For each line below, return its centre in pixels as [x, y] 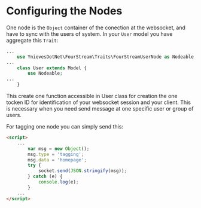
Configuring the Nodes [64, 11]
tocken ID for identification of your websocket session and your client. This [99, 102]
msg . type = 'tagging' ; [56, 154]
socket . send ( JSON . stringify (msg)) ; [83, 171]
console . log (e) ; [58, 182]
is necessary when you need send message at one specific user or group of [100, 109]
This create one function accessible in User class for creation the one [92, 96]
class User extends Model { [52, 68]
